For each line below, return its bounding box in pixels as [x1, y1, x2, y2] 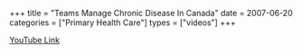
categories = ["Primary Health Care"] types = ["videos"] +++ [9, 17, 237, 28]
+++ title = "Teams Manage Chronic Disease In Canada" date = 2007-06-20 [9, 8, 293, 18]
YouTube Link [9, 35, 61, 45]
